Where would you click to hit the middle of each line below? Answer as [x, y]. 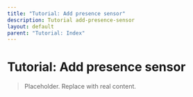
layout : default [31, 26]
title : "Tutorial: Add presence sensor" [67, 14]
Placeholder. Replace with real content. [80, 87]
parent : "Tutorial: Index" [46, 33]
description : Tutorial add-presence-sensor [71, 20]
